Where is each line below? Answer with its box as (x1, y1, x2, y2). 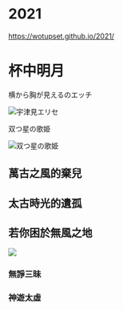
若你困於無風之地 (8, 226, 93, 240)
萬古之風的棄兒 (8, 167, 82, 180)
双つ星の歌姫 (8, 123, 50, 133)
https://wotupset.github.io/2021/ (8, 31, 114, 41)
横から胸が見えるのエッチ (8, 90, 93, 99)
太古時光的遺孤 (8, 196, 82, 210)
